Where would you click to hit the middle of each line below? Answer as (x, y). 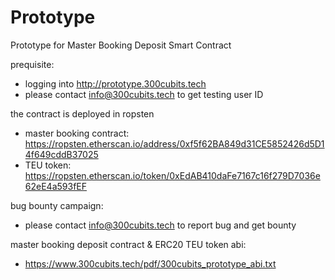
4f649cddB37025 (61, 154)
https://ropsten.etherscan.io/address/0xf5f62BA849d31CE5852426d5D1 (174, 143)
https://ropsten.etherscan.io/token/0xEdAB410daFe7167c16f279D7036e (172, 175)
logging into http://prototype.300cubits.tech (115, 83)
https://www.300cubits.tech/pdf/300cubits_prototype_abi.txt (150, 263)
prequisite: (32, 64)
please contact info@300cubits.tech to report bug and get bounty (160, 225)
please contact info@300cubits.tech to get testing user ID (144, 94)
